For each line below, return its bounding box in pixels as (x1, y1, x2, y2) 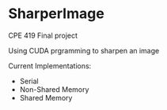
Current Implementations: (8, 60, 92, 71)
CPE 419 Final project (8, 31, 78, 40)
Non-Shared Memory (19, 84, 89, 94)
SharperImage (8, 5, 104, 23)
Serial (19, 76, 39, 86)
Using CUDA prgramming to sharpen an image (8, 46, 160, 55)
